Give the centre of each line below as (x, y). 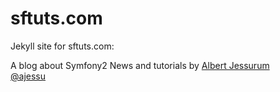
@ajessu (28, 76)
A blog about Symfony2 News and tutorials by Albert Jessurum (140, 65)
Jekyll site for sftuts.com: (62, 46)
